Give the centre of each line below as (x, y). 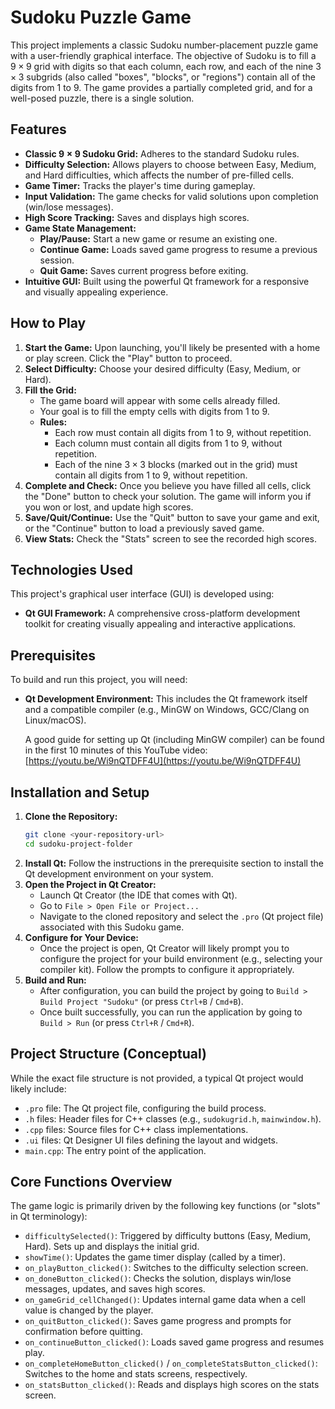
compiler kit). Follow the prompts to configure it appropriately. (167, 969)
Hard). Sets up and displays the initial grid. (112, 1247)
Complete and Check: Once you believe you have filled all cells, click (168, 485)
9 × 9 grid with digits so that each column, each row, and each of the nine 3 (166, 66)
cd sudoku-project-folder (78, 844)
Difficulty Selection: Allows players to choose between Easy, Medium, (170, 164)
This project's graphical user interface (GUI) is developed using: (142, 594)
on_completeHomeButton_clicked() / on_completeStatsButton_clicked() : (171, 1363)
